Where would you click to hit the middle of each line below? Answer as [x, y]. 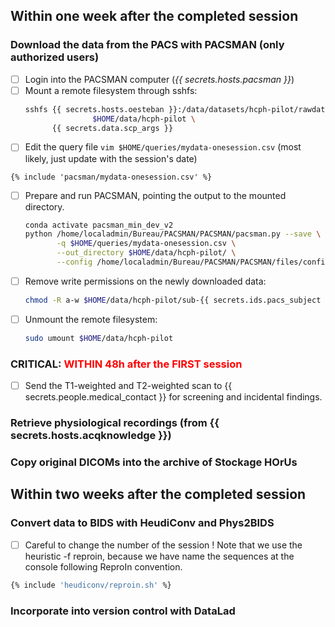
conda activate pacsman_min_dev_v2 [99, 225]
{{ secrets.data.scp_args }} [112, 128]
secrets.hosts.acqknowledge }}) [91, 436]
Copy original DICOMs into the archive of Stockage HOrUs [154, 462]
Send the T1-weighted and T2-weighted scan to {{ [128, 386]
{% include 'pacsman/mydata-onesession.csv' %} [111, 177]
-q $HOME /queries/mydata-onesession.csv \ [146, 244]
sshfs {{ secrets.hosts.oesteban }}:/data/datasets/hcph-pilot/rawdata [177, 109]
